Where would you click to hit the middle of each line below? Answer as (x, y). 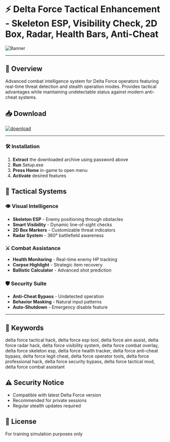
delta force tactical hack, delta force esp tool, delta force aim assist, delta (82, 340)
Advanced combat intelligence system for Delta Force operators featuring (82, 81)
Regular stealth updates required (47, 406)
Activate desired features (39, 175)
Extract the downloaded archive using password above (70, 159)
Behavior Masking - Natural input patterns (57, 302)
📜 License (21, 422)
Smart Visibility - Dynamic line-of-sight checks (62, 225)
